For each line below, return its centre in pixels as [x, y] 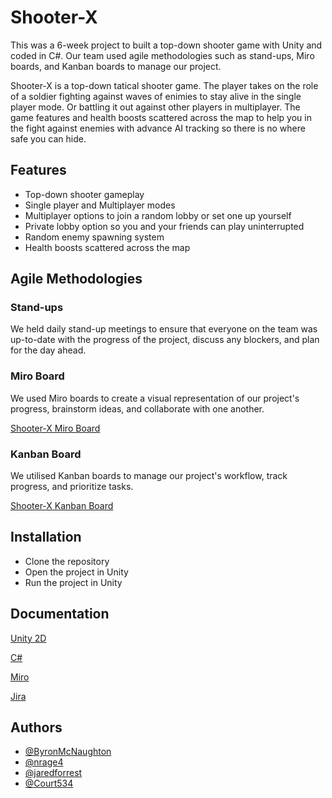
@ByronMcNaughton [68, 752]
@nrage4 [44, 762]
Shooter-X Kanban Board [62, 506]
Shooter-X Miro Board [55, 428]
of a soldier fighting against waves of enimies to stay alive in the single [156, 96]
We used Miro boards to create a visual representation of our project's [155, 398]
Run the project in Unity [73, 582]
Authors [36, 727]
